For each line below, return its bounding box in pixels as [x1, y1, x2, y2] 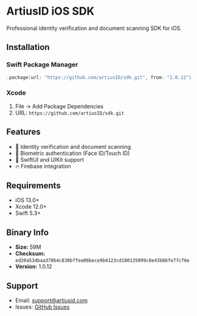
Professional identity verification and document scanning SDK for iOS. [6, 24, 182, 32]
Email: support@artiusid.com [15, 297, 88, 304]
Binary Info [6, 227, 49, 237]
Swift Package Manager [6, 60, 78, 69]
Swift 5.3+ [15, 209, 41, 217]
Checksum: [15, 250, 46, 257]
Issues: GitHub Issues [15, 303, 70, 311]
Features [6, 127, 41, 137]
